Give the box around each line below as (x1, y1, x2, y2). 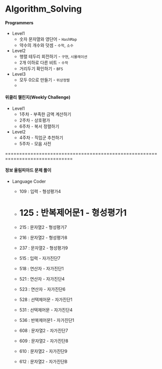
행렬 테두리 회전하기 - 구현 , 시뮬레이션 (19, 53, 88, 59)
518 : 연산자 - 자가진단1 (19, 265, 64, 271)
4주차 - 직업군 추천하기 (19, 135, 63, 141)
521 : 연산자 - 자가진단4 (19, 276, 65, 281)
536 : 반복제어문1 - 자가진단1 (19, 317, 74, 323)
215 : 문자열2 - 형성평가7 (19, 224, 67, 230)
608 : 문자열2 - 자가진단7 (19, 327, 68, 334)
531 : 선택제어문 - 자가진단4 (19, 307, 73, 313)
